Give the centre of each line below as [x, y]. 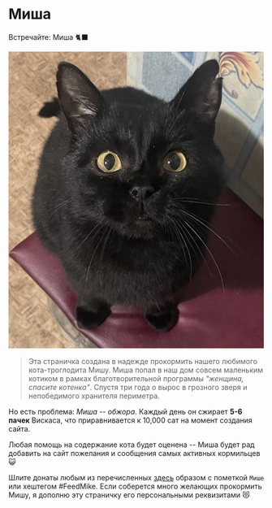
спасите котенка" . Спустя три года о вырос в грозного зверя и [138, 387]
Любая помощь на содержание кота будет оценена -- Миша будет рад [132, 445]
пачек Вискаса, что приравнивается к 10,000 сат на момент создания [131, 420]
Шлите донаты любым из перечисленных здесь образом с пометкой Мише [136, 477]
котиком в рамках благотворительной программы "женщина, [136, 378]
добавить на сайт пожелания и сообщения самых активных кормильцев [134, 453]
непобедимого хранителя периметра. [94, 396]
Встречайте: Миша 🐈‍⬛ [48, 37]
